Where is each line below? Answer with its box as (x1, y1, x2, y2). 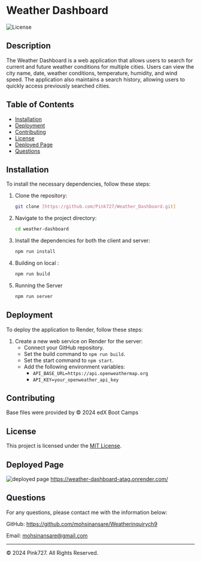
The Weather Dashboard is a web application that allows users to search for (6, 56, 193, 64)
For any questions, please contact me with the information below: (6, 509, 167, 516)
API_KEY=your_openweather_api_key (32, 377, 119, 383)
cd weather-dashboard (14, 226, 69, 232)
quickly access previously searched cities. (6, 82, 111, 89)
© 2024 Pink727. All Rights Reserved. (6, 549, 99, 556)
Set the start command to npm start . (23, 356, 114, 364)
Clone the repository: (14, 192, 68, 200)
